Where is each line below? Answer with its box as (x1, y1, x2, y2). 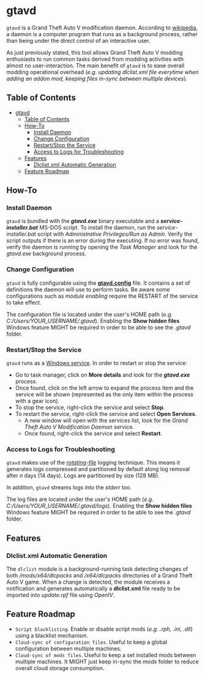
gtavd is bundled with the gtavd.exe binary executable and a (6, 217, 160, 225)
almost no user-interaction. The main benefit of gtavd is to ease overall (6, 62, 185, 69)
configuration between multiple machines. (15, 644, 122, 652)
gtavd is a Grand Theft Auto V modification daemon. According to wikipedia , (6, 24, 198, 31)
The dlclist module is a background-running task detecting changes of (6, 565, 188, 573)
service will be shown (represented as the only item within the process (15, 391, 194, 398)
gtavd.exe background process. (6, 250, 87, 257)
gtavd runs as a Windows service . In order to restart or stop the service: (6, 360, 188, 367)
